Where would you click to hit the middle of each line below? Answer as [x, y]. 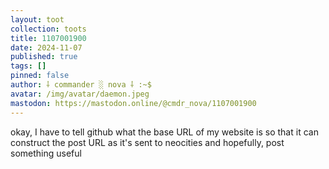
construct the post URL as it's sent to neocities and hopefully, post [147, 142]
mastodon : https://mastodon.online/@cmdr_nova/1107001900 [133, 103]
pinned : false [40, 76]
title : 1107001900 [48, 38]
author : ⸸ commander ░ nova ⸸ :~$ [81, 85]
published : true [44, 57]
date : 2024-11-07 [46, 47]
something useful [46, 153]
